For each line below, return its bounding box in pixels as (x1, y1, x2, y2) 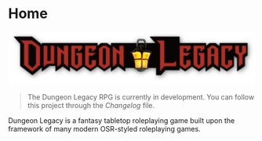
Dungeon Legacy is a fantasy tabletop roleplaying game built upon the (8, 115, 235, 125)
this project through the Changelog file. (27, 100, 155, 110)
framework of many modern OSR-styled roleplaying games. (8, 124, 202, 133)
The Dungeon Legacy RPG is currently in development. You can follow (27, 92, 255, 102)
